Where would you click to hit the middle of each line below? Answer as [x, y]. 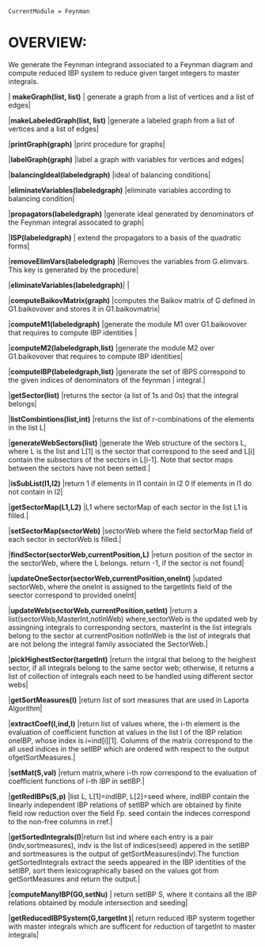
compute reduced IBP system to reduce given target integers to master [124, 73]
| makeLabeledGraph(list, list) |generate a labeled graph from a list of [121, 120]
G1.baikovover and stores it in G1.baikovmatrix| [84, 309]
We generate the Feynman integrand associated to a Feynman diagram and [131, 64]
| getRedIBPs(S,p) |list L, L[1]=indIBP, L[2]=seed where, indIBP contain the [129, 796]
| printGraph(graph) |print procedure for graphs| [87, 144]
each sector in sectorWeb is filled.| [65, 539]
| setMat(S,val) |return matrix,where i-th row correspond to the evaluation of [132, 772]
